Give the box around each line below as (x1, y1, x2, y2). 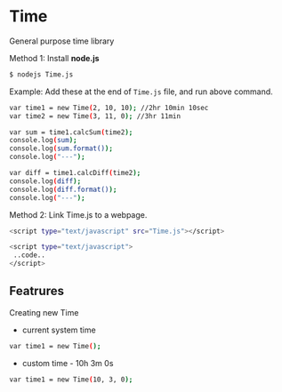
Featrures (9, 284, 65, 299)
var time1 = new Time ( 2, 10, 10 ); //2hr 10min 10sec (9, 103, 209, 112)
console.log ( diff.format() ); (9, 185, 117, 194)
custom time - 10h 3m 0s (21, 357, 114, 368)
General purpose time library (9, 36, 115, 46)
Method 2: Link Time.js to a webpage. (9, 209, 148, 220)
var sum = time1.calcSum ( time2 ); (9, 127, 133, 137)
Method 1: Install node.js (9, 52, 100, 63)
